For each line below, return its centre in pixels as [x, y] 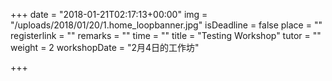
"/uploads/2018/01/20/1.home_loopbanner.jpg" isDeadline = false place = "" [166, 25]
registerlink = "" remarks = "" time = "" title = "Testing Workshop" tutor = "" [166, 35]
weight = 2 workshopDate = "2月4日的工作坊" [105, 47]
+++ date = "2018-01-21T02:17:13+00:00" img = [109, 14]
